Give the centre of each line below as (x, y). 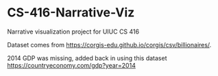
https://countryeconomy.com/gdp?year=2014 (71, 65)
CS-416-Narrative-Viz (71, 13)
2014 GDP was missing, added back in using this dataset (87, 58)
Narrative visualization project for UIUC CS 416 (73, 31)
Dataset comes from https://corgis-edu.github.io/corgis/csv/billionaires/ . (109, 45)
